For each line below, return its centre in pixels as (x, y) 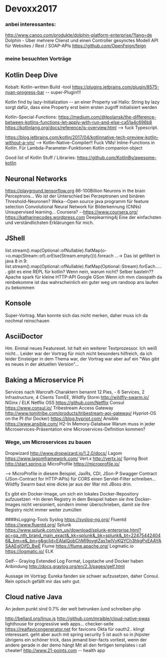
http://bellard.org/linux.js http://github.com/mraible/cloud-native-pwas (78, 618)
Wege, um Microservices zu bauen (48, 442)
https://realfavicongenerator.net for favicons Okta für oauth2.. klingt (75, 629)
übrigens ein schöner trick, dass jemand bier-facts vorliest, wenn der (76, 640)
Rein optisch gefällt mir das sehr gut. (43, 581)
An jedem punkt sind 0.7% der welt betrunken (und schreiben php (73, 609)
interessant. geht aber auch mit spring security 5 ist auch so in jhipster (78, 634)
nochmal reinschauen (27, 320)
